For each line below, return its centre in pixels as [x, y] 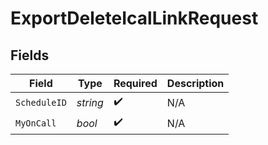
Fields [30, 55]
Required [135, 83]
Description [195, 83]
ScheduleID [41, 102]
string [90, 102]
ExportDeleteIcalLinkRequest [134, 18]
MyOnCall [36, 123]
